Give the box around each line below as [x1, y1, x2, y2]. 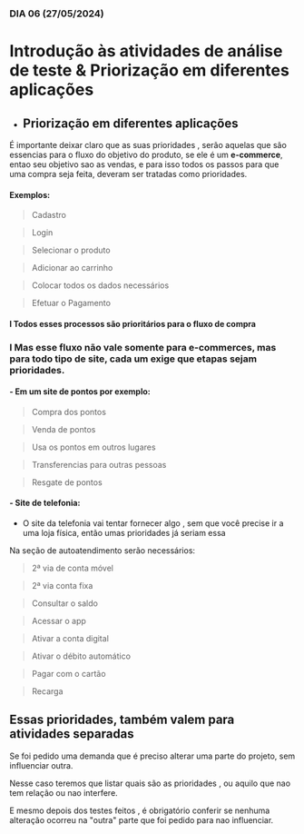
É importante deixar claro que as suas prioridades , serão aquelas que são [9, 139, 288, 150]
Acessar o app [31, 616, 86, 627]
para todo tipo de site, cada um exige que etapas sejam [9, 352, 257, 365]
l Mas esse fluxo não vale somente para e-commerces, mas [9, 341, 277, 353]
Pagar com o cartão [31, 669, 106, 680]
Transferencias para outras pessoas [31, 459, 167, 470]
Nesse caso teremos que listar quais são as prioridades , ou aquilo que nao [9, 778, 291, 789]
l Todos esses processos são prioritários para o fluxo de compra [9, 318, 257, 329]
